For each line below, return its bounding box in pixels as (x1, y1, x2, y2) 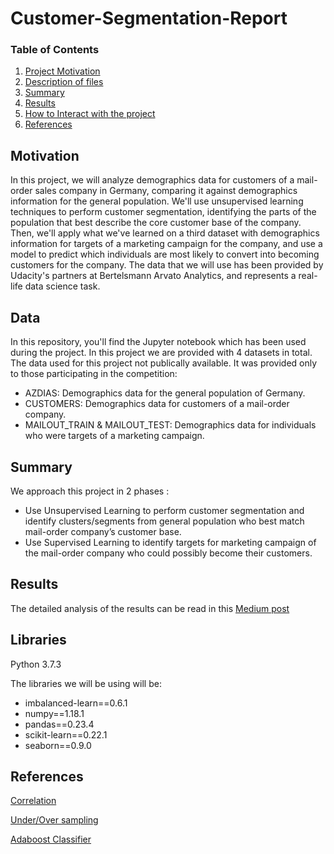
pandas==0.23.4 (24, 718, 95, 730)
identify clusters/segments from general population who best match (24, 515, 305, 527)
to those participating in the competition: (10, 368, 178, 380)
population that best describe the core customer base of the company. (10, 217, 302, 229)
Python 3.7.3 (10, 658, 62, 670)
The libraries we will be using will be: (10, 677, 162, 689)
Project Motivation (24, 65, 101, 77)
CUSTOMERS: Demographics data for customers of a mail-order (24, 398, 290, 410)
